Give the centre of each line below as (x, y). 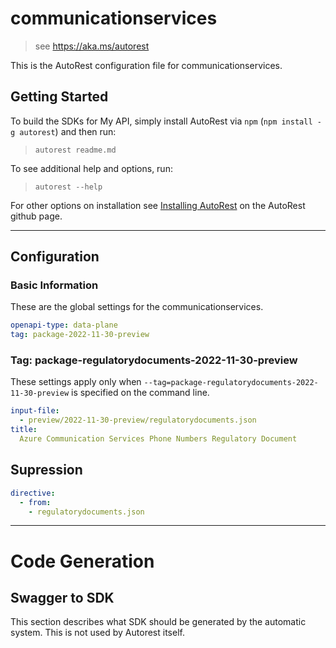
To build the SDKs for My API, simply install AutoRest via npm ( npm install (161, 121)
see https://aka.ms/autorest (92, 46)
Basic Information (54, 285)
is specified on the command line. (140, 393)
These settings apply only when (76, 382)
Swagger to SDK (62, 598)
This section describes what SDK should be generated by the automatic (158, 622)
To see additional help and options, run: (91, 168)
